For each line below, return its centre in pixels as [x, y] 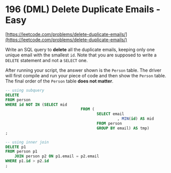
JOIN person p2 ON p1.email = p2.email [57, 156]
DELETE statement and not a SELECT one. [47, 60]
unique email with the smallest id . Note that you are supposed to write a [81, 55]
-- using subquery [25, 90]
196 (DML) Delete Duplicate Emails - [83, 9]
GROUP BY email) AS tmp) [123, 128]
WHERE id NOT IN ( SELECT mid [36, 105]
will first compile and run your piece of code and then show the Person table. [86, 75]
